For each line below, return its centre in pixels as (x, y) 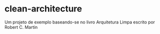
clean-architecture (43, 9)
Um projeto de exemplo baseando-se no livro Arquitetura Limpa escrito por (80, 22)
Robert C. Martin (21, 27)
